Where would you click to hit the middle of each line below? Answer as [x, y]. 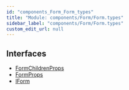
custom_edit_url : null [35, 29]
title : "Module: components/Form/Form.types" [65, 18]
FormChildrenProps [40, 68]
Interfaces [26, 53]
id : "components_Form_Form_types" [50, 12]
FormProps [29, 75]
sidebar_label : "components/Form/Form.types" [65, 23]
